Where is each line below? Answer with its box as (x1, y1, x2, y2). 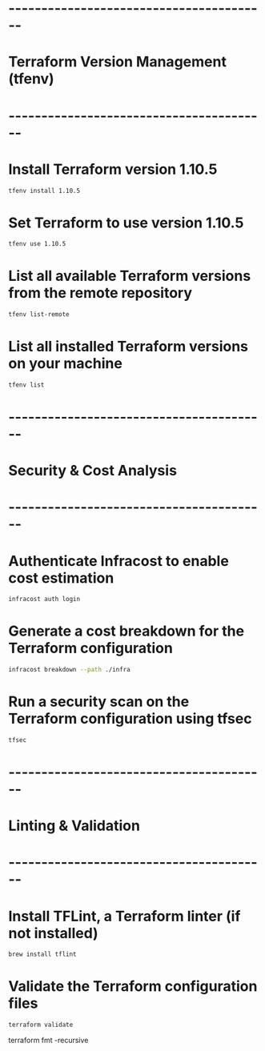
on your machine (8, 355, 122, 373)
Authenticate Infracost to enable (8, 552, 230, 570)
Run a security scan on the (8, 692, 190, 711)
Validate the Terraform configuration (8, 977, 258, 996)
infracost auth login (8, 596, 81, 604)
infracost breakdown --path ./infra (8, 666, 130, 674)
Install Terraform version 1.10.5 (8, 160, 218, 179)
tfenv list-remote (8, 311, 70, 319)
